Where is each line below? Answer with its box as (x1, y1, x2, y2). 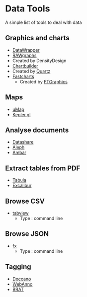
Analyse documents (5, 126, 69, 134)
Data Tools (5, 3, 50, 14)
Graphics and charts (5, 34, 70, 42)
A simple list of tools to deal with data (5, 19, 82, 25)
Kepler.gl (12, 111, 31, 117)
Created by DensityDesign (12, 58, 67, 64)
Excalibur (12, 182, 32, 189)
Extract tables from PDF (5, 164, 81, 172)
